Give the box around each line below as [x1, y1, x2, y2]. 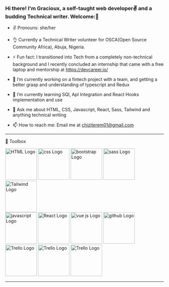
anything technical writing [12, 112, 66, 118]
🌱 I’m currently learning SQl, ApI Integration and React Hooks [12, 92, 139, 98]
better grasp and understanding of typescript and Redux [12, 82, 130, 88]
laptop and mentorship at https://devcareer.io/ [12, 66, 108, 73]
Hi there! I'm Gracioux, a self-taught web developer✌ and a [5, 5, 152, 12]
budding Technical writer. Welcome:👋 [5, 13, 99, 20]
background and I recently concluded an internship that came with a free [12, 61, 164, 67]
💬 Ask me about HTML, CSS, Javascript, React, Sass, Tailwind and [12, 107, 150, 113]
